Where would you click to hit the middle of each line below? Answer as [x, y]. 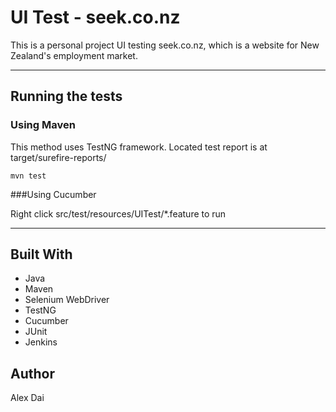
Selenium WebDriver [67, 300]
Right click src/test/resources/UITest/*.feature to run [118, 213]
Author [32, 373]
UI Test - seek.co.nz [95, 17]
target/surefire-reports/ [58, 157]
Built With [41, 254]
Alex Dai [27, 398]
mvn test [28, 176]
